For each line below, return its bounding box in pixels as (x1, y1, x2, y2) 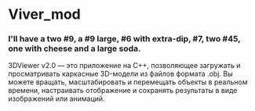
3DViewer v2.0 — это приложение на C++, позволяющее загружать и (8, 61, 241, 70)
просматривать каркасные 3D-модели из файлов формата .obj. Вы (8, 69, 233, 79)
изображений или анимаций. (8, 94, 105, 103)
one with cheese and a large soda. (8, 43, 141, 54)
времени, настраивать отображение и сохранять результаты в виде (8, 86, 238, 95)
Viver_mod (8, 5, 81, 23)
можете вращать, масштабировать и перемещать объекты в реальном (8, 77, 248, 87)
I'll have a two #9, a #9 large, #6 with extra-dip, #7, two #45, (8, 34, 241, 45)
